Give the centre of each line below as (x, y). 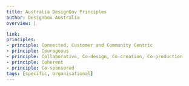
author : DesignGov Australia (43, 18)
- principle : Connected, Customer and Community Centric (80, 45)
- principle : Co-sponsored (40, 68)
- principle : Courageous (38, 51)
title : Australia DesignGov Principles (57, 12)
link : (13, 34)
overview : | (21, 23)
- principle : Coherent (35, 62)
